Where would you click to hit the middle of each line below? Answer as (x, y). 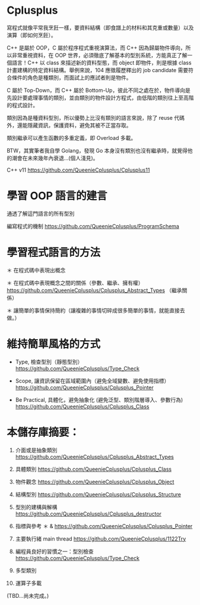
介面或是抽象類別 (36, 450)
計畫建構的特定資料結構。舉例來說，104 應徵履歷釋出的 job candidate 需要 (98, 70)
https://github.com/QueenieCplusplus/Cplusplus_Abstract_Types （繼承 (95, 290)
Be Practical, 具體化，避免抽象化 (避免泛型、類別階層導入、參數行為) (99, 399)
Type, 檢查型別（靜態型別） (49, 362)
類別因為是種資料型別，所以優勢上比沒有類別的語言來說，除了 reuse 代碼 (96, 117)
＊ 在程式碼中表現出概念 (36, 270)
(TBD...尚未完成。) (28, 595)
